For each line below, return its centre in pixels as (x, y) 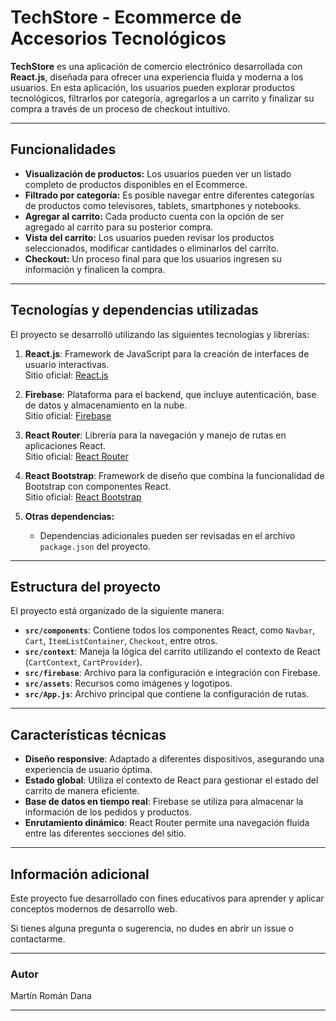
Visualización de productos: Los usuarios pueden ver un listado (158, 173)
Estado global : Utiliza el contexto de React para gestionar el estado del (171, 780)
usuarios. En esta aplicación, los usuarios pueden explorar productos (152, 87)
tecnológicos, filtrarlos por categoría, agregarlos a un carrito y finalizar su (162, 98)
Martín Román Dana (51, 996)
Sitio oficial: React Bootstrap (83, 497)
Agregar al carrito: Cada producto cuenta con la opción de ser (154, 216)
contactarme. (38, 939)
